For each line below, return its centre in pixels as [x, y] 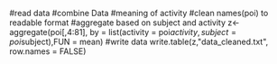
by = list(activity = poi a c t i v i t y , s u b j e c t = [163, 32]
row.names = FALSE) [48, 51]
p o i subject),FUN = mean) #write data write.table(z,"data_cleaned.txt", [139, 41]
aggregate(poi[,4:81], [49, 32]
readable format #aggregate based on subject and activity [118, 23]
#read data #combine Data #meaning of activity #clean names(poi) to [139, 13]
